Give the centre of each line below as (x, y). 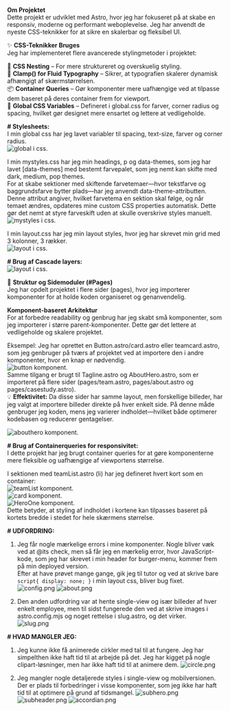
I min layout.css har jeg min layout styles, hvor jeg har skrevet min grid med (114, 234)
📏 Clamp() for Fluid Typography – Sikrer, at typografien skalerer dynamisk (113, 74)
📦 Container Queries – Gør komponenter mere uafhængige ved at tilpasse (113, 88)
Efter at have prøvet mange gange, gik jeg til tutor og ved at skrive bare (118, 573)
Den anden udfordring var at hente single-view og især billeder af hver (117, 601)
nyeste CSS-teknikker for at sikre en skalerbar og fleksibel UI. (94, 32)
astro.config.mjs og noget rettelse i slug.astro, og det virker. (102, 616)
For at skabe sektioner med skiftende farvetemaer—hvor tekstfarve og (106, 184)
